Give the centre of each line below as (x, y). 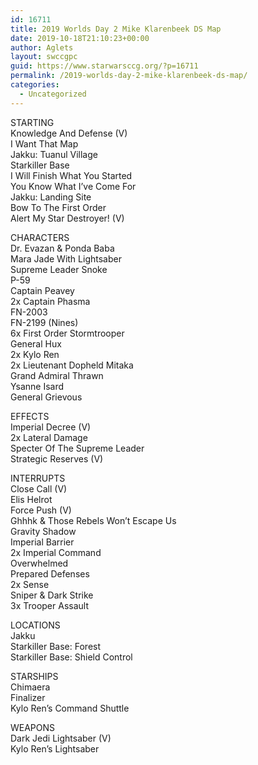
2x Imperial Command (56, 552)
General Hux (36, 343)
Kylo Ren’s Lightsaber (55, 748)
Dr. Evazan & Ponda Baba (62, 248)
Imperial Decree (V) (51, 427)
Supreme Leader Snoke (59, 269)
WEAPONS (33, 727)
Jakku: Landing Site (51, 197)
